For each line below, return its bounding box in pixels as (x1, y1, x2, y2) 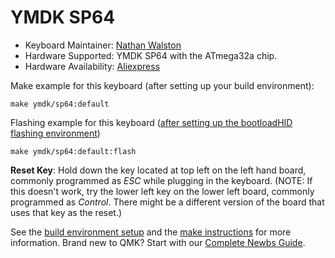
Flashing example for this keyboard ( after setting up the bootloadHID (10, 116, 293, 128)
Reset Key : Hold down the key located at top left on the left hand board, (10, 164, 307, 176)
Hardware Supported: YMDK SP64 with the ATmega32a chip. (24, 49, 278, 61)
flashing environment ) (10, 127, 101, 139)
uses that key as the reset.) (10, 206, 123, 218)
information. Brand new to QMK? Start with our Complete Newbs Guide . (10, 236, 306, 248)
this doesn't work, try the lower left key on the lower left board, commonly (10, 185, 315, 197)
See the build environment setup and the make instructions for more (10, 226, 292, 238)
